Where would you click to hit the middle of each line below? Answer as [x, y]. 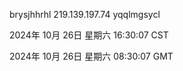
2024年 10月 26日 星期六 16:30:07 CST [89, 35]
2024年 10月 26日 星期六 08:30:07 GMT [91, 56]
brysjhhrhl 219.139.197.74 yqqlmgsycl [85, 14]
